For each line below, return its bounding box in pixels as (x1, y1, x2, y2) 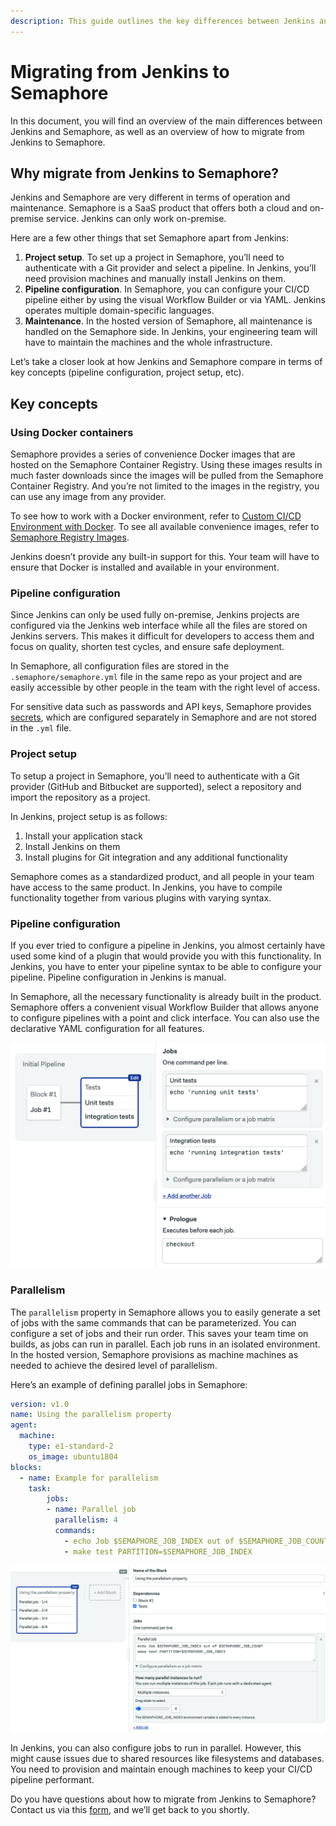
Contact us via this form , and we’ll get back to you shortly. (10, 1803, 250, 1815)
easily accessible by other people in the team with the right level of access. (10, 681, 321, 694)
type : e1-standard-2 (28, 1441, 114, 1452)
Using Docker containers (10, 425, 134, 439)
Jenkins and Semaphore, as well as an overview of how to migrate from (10, 125, 305, 137)
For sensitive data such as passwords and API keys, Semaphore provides (10, 701, 312, 713)
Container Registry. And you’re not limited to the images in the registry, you (10, 480, 320, 492)
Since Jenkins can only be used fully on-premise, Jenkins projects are (10, 609, 300, 621)
